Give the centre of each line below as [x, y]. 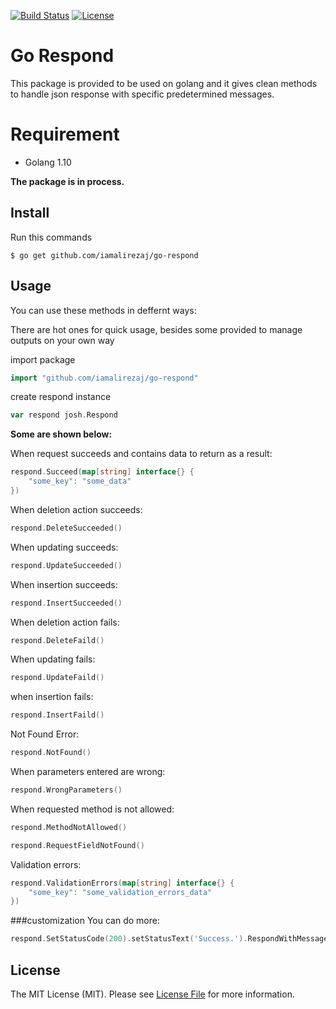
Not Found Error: [45, 734]
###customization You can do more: [85, 921]
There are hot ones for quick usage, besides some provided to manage [156, 329]
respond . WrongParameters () [66, 790]
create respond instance [61, 397]
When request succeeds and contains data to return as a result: [141, 454]
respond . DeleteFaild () [57, 640]
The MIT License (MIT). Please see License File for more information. [152, 994]
